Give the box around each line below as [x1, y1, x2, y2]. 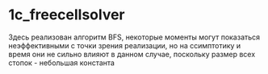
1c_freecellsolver [8, 6, 125, 24]
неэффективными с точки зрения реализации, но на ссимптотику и [8, 40, 241, 50]
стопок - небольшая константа [8, 58, 115, 68]
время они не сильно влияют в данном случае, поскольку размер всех [8, 49, 256, 59]
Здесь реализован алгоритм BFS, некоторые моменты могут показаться [8, 32, 261, 42]
